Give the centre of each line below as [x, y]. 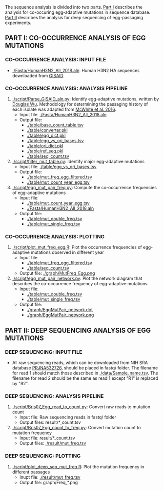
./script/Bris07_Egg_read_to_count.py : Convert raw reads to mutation [81, 407]
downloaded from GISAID [38, 75]
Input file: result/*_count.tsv [47, 438]
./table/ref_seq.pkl [45, 151]
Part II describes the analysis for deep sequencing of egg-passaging [74, 17]
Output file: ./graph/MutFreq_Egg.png [57, 273]
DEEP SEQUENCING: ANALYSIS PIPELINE [54, 396]
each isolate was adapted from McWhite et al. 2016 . [64, 109]
